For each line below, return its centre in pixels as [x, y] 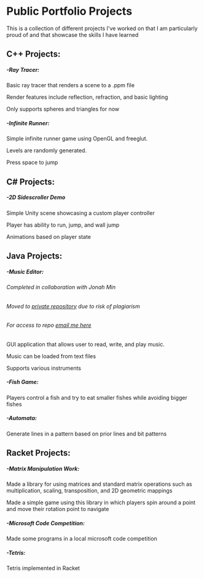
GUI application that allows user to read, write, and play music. [85, 344]
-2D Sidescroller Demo [36, 197]
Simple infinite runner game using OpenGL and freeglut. [77, 139]
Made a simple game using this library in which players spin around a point [101, 502]
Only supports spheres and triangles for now [63, 109]
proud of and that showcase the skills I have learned [73, 34]
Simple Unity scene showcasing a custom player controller [80, 213]
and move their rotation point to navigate [58, 509]
